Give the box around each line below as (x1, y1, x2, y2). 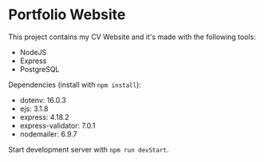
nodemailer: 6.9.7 (19, 129, 77, 139)
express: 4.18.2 (19, 112, 69, 121)
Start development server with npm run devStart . (8, 144, 169, 154)
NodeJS (19, 47, 47, 57)
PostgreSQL (19, 64, 60, 73)
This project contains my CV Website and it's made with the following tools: (8, 32, 257, 41)
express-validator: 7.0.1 (19, 121, 96, 130)
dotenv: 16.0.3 (19, 95, 66, 105)
